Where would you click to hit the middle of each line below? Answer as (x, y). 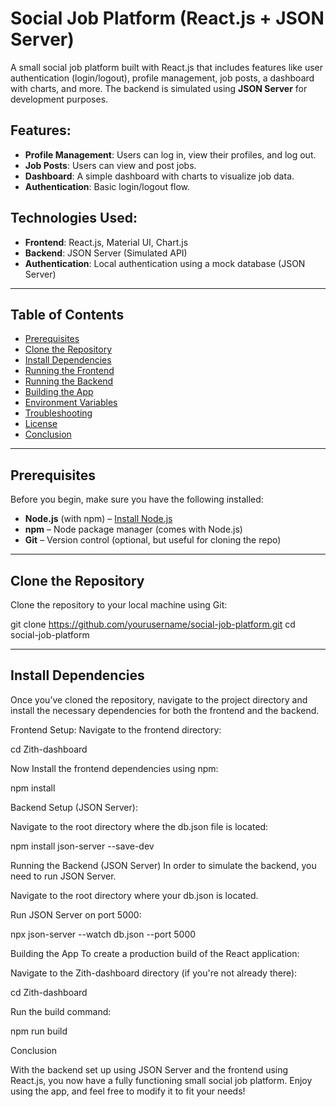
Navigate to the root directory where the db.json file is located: (139, 826)
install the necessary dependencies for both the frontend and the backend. (165, 710)
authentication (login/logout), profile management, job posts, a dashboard (162, 78)
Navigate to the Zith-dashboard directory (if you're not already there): (154, 973)
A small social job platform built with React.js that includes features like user (166, 67)
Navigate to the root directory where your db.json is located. (134, 895)
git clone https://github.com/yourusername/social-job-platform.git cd (153, 624)
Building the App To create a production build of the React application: (155, 953)
